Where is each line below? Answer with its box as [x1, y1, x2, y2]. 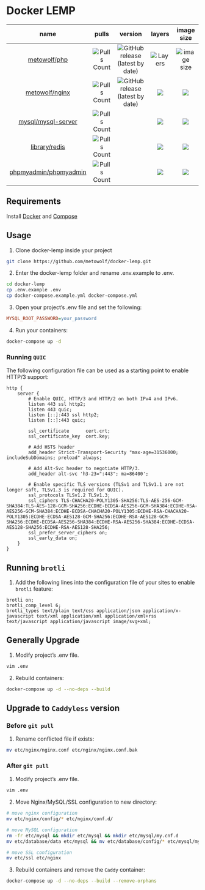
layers [151, 29, 170, 38]
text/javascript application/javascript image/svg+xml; [6, 618, 151, 624]
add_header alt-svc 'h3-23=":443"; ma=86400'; [28, 471, 149, 477]
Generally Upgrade [6, 635, 80, 646]
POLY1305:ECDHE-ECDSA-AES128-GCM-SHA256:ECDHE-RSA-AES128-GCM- [6, 514, 171, 520]
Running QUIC [6, 353, 46, 361]
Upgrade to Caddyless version [6, 703, 120, 713]
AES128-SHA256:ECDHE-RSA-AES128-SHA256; [6, 525, 111, 531]
